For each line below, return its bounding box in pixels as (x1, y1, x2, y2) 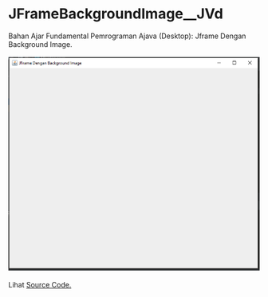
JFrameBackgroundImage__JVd (8, 5, 223, 23)
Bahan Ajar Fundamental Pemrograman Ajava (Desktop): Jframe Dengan (8, 31, 246, 41)
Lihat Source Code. (8, 279, 72, 289)
